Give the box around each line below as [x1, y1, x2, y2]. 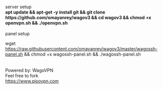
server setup [5, 4, 32, 10]
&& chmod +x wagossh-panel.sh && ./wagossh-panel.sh [24, 51, 141, 57]
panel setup [5, 31, 30, 36]
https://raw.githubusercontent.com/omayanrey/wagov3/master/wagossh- [5, 46, 158, 52]
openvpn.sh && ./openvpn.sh [5, 20, 68, 26]
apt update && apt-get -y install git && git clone [5, 9, 106, 15]
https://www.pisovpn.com [5, 78, 59, 84]
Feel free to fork [5, 73, 39, 78]
